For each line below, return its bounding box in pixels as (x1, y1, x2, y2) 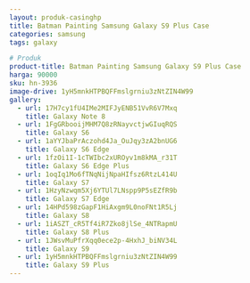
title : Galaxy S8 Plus (25, 228, 110, 237)
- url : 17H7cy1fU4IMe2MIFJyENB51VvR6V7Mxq (17, 103, 178, 112)
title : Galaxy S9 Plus (25, 261, 110, 270)
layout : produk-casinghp (9, 12, 102, 22)
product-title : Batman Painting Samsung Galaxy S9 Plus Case (9, 62, 242, 71)
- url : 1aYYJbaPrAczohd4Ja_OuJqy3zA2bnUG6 (17, 137, 178, 146)
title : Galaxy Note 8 (25, 112, 105, 121)
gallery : (9, 95, 42, 104)
